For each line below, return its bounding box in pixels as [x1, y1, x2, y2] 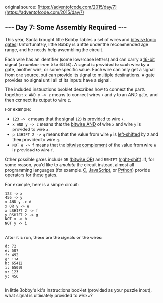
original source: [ [5, 4, 39, 10]
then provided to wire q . [12, 136, 60, 142]
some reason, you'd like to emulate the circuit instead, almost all [5, 161, 134, 168]
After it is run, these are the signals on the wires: [5, 234, 102, 240]
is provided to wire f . [12, 147, 55, 153]
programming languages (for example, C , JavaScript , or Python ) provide [5, 167, 150, 173]
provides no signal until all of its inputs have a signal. [5, 77, 111, 83]
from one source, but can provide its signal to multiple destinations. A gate [5, 72, 155, 78]
